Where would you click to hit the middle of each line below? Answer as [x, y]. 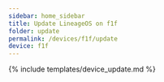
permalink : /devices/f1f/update [63, 39]
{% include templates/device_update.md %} [82, 69]
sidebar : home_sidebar [47, 16]
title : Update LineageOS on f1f [63, 24]
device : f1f [28, 46]
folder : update [34, 31]
